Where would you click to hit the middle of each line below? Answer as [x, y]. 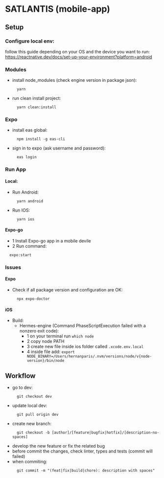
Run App [15, 169]
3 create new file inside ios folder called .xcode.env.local [85, 347]
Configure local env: [30, 41]
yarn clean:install [36, 107]
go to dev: [22, 387]
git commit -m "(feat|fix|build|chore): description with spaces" [86, 470]
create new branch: [32, 423]
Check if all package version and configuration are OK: [67, 289]
